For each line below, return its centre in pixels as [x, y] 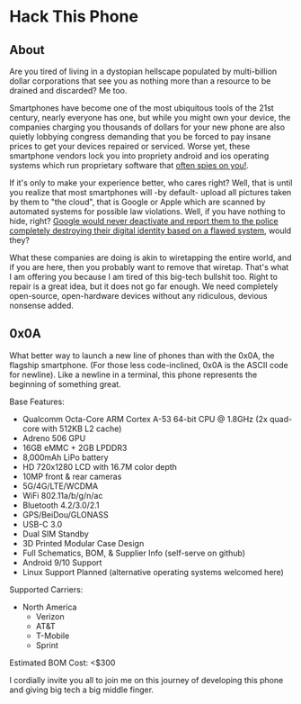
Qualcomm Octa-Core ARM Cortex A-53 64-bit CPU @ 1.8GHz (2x [145, 419]
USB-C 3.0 [42, 524]
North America [49, 607]
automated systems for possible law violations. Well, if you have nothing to [147, 212]
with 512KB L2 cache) [82, 429]
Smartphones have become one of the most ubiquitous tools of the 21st [142, 108]
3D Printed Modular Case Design [83, 543]
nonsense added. [42, 305]
